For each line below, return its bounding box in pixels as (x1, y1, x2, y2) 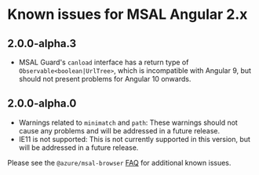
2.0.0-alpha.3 (7, 37, 77, 50)
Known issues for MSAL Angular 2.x (7, 5, 248, 24)
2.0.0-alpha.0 (7, 97, 77, 111)
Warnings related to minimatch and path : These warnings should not (18, 118, 239, 127)
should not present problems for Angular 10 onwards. (18, 75, 192, 83)
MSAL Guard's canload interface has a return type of (18, 57, 189, 67)
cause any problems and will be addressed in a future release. (18, 126, 221, 135)
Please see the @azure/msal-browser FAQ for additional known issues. (7, 158, 232, 167)
